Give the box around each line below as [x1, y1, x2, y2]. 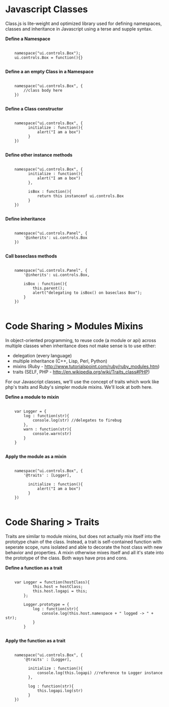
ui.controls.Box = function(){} [14, 55, 83, 60]
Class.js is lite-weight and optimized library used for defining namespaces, [5, 20, 162, 26]
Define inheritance [5, 215, 46, 222]
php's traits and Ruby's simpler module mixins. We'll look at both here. [5, 384, 153, 390]
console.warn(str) [32, 431, 72, 436]
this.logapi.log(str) [37, 688, 83, 693]
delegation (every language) [12, 352, 72, 358]
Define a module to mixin [5, 393, 60, 400]
